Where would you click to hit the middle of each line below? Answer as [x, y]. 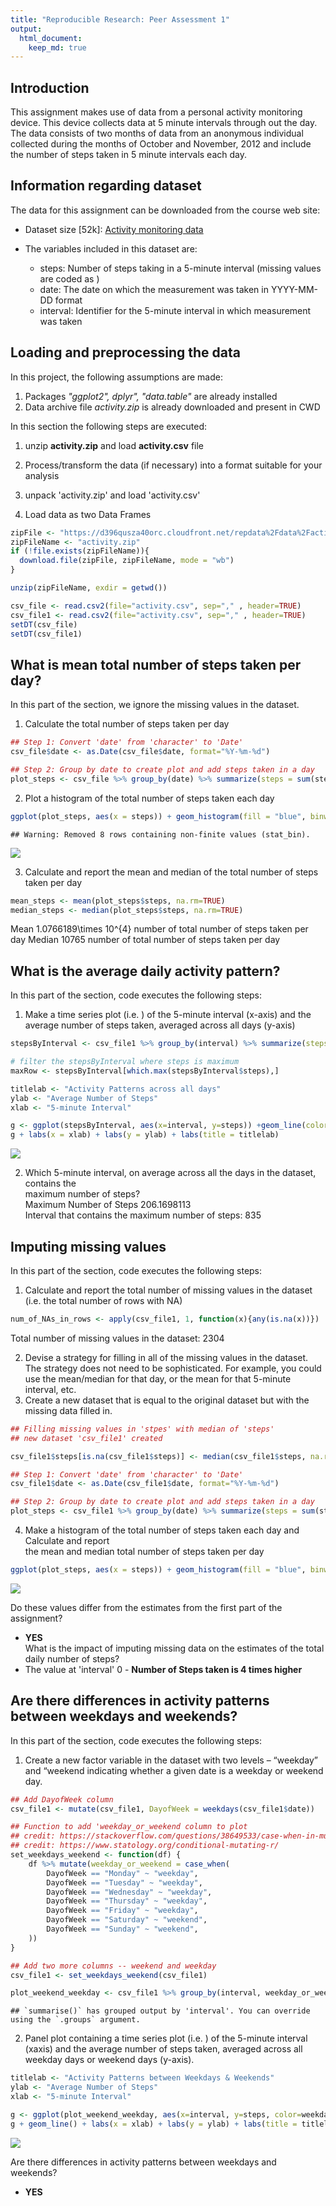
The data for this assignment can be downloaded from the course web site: [165, 210]
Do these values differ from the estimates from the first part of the [146, 1607]
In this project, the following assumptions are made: [116, 377]
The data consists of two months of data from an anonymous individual [157, 133]
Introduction [50, 87]
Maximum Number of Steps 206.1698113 [108, 1205]
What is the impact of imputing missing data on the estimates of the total [174, 1648]
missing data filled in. [68, 1410]
